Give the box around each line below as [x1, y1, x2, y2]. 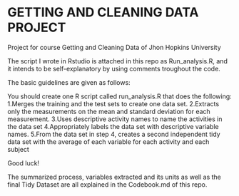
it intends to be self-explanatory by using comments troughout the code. [7, 64, 221, 73]
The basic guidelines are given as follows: [7, 78, 131, 86]
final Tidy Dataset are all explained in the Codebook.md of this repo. [7, 180, 208, 189]
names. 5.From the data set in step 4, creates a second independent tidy [7, 130, 220, 138]
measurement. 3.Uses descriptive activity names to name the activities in [7, 115, 223, 123]
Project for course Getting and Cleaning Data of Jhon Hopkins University [7, 43, 221, 51]
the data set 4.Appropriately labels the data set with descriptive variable [7, 122, 219, 130]
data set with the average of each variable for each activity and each [7, 137, 210, 146]
